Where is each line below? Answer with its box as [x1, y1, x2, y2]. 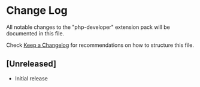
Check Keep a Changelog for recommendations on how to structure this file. [6, 41, 195, 49]
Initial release [14, 74, 48, 82]
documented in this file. [6, 29, 65, 37]
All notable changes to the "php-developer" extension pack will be [6, 23, 171, 31]
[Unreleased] [6, 59, 57, 69]
